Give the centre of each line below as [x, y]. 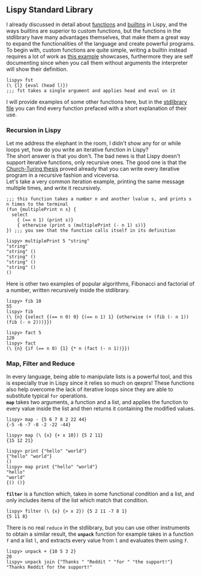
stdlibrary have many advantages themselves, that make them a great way [98, 37]
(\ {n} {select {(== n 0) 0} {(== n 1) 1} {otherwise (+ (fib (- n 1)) [97, 317]
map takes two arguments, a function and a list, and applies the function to [97, 402]
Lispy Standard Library [50, 10]
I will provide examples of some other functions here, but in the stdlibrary [97, 102]
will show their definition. [37, 69]
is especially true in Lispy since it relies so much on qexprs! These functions [100, 383]
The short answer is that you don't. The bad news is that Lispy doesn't [93, 156]
